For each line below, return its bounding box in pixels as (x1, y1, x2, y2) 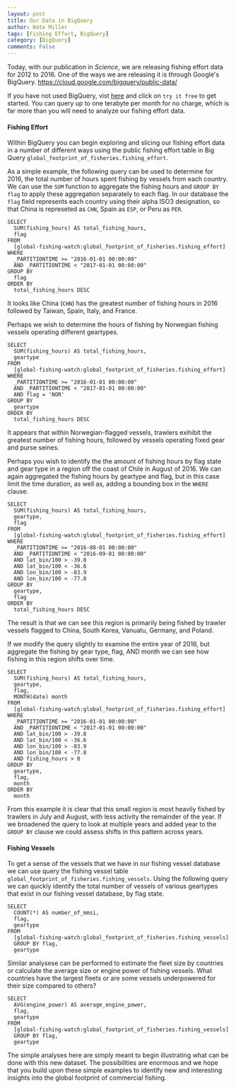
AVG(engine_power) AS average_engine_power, (13, 1001, 147, 1009)
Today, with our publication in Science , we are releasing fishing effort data (7, 63, 224, 71)
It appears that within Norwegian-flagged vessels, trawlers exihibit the (7, 428, 212, 437)
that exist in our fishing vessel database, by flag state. (7, 889, 165, 898)
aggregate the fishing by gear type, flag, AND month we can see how (7, 647, 210, 656)
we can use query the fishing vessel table (7, 867, 129, 875)
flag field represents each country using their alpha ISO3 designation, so (7, 198, 220, 206)
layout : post (7, 10, 46, 18)
